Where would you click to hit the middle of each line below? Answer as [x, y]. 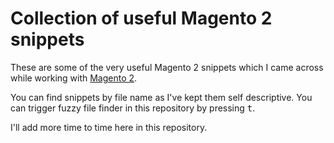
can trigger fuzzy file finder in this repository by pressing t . [133, 108]
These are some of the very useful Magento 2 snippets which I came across [167, 67]
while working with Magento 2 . [74, 78]
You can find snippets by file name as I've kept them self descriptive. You [161, 97]
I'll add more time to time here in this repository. [109, 127]
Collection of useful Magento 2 [141, 18]
